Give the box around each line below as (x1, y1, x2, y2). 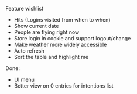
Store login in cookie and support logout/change (13, 35, 131, 41)
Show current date (13, 23, 59, 29)
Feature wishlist (5, 5, 44, 12)
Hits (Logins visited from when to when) (13, 16, 111, 23)
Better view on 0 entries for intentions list (13, 82, 114, 89)
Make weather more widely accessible (13, 41, 107, 48)
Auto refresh (13, 47, 44, 54)
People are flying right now (13, 29, 80, 36)
